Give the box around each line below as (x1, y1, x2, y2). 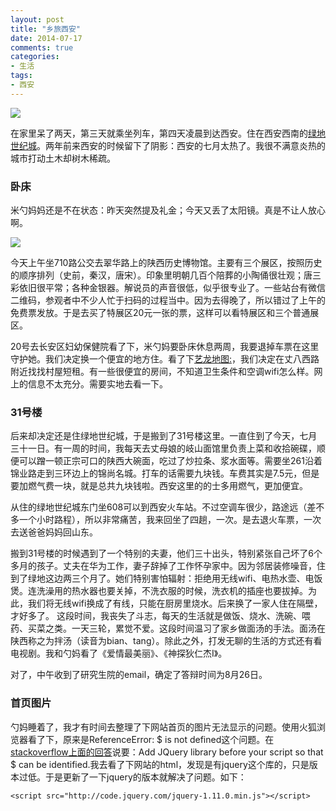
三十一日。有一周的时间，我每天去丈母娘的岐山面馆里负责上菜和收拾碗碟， (10, 442, 317, 455)
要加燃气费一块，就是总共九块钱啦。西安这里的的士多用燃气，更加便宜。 (10, 480, 308, 492)
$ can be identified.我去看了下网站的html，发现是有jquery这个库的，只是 (10, 758, 310, 770)
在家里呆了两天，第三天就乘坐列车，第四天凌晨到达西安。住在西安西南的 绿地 (10, 127, 326, 139)
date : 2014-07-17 (10, 33, 83, 43)
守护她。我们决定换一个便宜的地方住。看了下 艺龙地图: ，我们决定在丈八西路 (10, 353, 320, 365)
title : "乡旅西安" (10, 24, 82, 34)
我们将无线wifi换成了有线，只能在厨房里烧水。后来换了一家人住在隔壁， (27, 597, 323, 610)
